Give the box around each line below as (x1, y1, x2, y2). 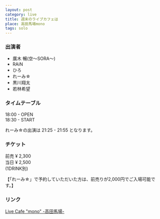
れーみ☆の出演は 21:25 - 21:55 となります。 (5, 127, 95, 133)
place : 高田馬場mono (5, 21, 45, 26)
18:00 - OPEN (5, 111, 33, 117)
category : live (5, 12, 37, 17)
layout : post (5, 7, 32, 12)
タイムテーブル (5, 99, 41, 106)
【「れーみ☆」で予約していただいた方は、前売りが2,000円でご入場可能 (5, 176, 151, 182)
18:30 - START (5, 116, 35, 122)
